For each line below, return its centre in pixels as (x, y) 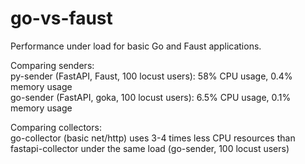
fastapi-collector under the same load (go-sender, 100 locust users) (150, 148)
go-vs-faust (61, 18)
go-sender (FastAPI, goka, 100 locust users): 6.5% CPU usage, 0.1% (151, 97)
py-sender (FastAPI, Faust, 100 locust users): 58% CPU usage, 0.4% (151, 76)
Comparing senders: (52, 65)
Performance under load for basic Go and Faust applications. (136, 46)
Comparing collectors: (56, 127)
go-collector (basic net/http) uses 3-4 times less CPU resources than (153, 138)
